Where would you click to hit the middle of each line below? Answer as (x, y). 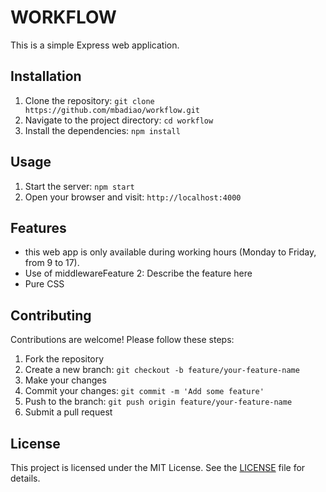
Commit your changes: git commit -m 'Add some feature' (144, 391)
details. (25, 478)
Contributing (51, 315)
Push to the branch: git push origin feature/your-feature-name (158, 402)
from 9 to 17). (52, 263)
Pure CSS (44, 284)
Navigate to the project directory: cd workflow (119, 120)
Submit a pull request (68, 412)
